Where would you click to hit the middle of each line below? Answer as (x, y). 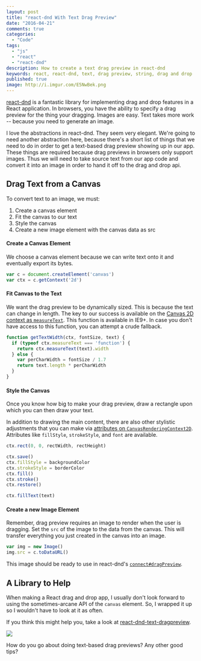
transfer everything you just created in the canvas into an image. (86, 536)
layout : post (23, 12)
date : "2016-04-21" (31, 23)
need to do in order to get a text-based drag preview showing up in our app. (100, 146)
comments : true (25, 29)
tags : (13, 46)
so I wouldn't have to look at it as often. (55, 610)
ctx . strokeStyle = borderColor (45, 468)
